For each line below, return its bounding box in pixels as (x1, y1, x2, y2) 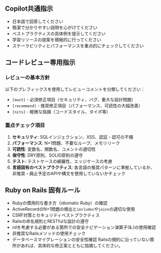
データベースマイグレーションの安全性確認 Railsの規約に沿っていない (12, 236, 150, 242)
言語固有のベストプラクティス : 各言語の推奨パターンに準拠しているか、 (12, 164, 155, 170)
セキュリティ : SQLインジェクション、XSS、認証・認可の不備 (12, 134, 134, 140)
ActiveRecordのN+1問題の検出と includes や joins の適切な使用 (12, 206, 135, 212)
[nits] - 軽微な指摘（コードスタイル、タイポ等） (12, 108, 111, 114)
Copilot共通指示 (5, 4, 54, 13)
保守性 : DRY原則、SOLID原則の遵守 (12, 152, 83, 158)
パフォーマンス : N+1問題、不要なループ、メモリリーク (12, 140, 120, 146)
